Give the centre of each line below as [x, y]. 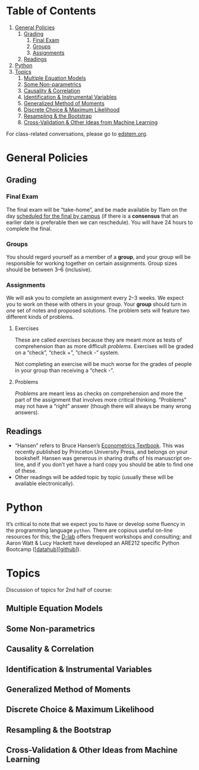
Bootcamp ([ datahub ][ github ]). [44, 549]
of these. [26, 471]
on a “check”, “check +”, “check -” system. [67, 353]
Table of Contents [51, 11]
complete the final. [29, 229]
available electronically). [45, 484]
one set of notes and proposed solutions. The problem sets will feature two [98, 311]
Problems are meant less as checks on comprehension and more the [99, 393]
